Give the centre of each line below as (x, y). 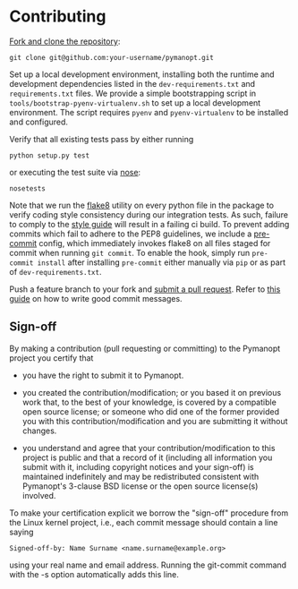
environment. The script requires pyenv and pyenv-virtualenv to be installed (149, 112)
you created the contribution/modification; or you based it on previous (152, 392)
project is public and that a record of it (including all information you (147, 457)
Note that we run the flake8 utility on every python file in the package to (142, 205)
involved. (39, 495)
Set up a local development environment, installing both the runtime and (142, 74)
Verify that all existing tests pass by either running (102, 139)
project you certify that (51, 358)
